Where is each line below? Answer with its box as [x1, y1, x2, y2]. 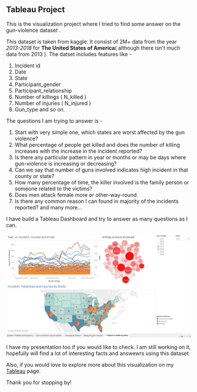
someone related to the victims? [14, 185, 93, 192]
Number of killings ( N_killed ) [14, 93, 86, 100]
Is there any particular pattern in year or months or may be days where [14, 153, 186, 161]
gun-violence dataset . [6, 27, 61, 34]
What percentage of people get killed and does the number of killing [14, 141, 181, 148]
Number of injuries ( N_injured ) [14, 100, 91, 107]
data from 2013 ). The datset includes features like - [6, 50, 132, 58]
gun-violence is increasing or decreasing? [14, 160, 117, 167]
